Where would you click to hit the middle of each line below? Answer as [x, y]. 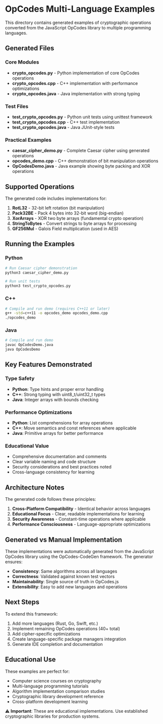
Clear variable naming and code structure [54, 462]
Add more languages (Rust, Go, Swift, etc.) [55, 623]
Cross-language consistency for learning [53, 472]
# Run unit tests [23, 281]
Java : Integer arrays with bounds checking [55, 400]
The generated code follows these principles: [51, 499]
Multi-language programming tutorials [50, 686]
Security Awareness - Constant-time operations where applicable [79, 519]
